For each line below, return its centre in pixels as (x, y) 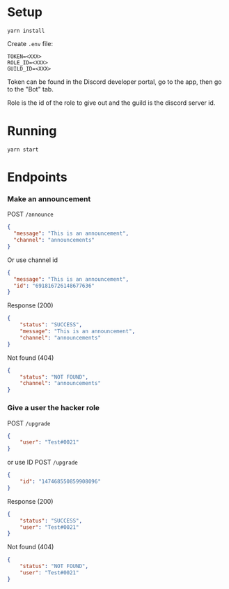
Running (32, 131)
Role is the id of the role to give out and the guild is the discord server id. (111, 103)
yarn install (26, 31)
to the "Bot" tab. (30, 89)
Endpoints (37, 177)
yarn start (23, 150)
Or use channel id (32, 260)
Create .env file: (30, 43)
